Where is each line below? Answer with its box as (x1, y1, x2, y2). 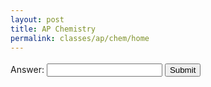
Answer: (10, 64, 45, 76)
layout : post (10, 14, 65, 25)
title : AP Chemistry (10, 24, 97, 34)
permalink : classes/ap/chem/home (10, 33, 150, 43)
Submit (169, 65, 197, 76)
